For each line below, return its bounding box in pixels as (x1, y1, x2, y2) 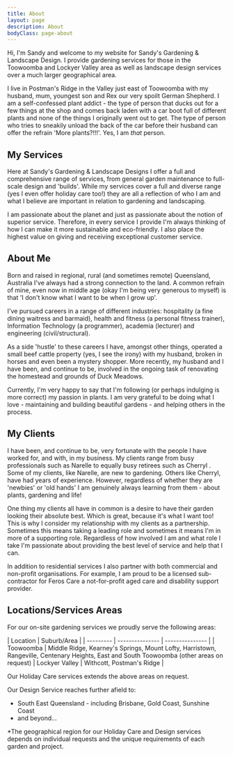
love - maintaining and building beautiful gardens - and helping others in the (7, 400, 225, 408)
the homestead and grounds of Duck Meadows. (7, 372, 144, 380)
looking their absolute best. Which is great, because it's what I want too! (7, 511, 214, 520)
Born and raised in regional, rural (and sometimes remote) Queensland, (7, 271, 211, 279)
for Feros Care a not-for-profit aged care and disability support (38, 577, 219, 585)
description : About (7, 23, 64, 30)
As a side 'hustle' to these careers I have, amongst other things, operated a (7, 342, 223, 351)
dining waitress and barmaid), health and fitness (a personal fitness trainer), (7, 314, 225, 322)
